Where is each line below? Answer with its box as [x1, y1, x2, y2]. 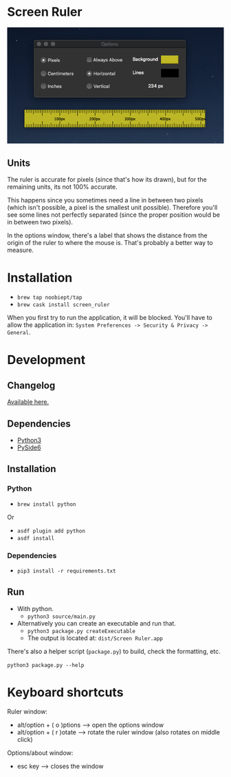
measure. [7, 246, 34, 255]
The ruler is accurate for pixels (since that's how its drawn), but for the [7, 175, 208, 184]
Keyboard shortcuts [7, 684, 124, 700]
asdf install [16, 535, 55, 542]
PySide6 [16, 443, 41, 451]
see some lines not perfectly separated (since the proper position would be [7, 211, 220, 219]
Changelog [7, 379, 56, 391]
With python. [16, 604, 54, 613]
